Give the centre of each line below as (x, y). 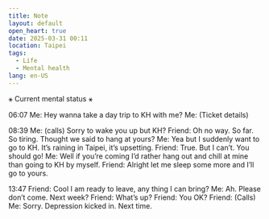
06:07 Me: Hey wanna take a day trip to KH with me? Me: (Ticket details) (128, 114)
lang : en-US (28, 76)
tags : (17, 53)
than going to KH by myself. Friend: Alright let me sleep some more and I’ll (131, 164)
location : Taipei (37, 46)
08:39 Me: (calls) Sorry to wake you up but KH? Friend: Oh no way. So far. (131, 130)
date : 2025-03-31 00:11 (48, 38)
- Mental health (43, 68)
